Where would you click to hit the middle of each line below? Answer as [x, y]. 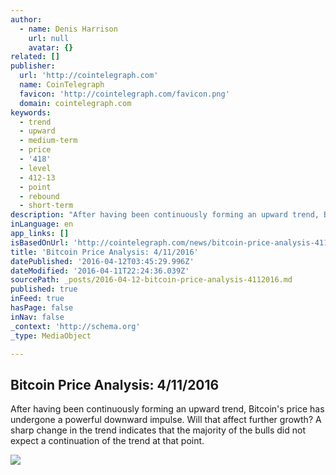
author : [26, 19]
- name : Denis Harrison [68, 29]
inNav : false [37, 317]
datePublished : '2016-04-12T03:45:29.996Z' [102, 261]
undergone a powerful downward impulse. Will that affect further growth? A [166, 420]
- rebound [39, 196]
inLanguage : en [42, 224]
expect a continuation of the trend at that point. [107, 441]
